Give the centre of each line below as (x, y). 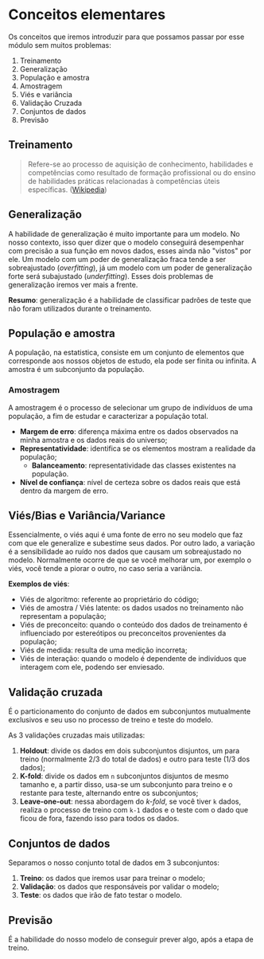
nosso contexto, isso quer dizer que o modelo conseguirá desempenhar (126, 242)
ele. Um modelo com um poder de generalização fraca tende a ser (117, 259)
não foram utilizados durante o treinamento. (80, 308)
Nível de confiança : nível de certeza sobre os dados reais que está (130, 482)
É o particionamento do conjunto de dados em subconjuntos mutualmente (130, 711)
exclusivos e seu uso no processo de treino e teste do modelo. (111, 720)
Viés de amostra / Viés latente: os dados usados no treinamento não (132, 608)
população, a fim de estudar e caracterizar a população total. (109, 416)
